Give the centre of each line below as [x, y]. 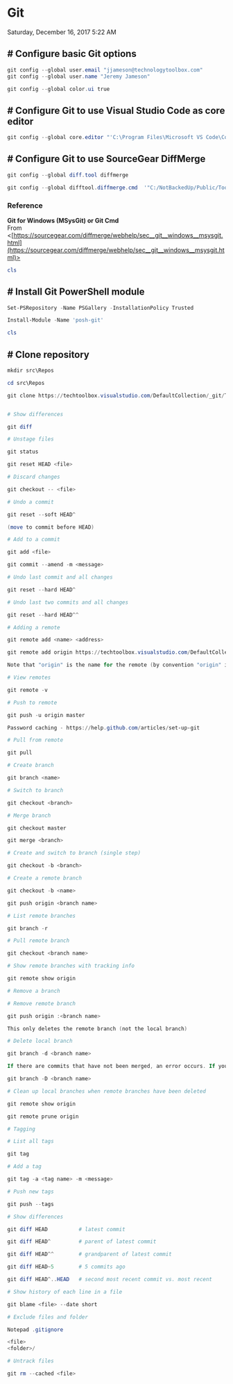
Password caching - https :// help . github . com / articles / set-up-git [103, 727]
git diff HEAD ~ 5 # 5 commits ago [67, 1267]
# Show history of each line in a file [65, 1292]
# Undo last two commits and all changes [68, 602]
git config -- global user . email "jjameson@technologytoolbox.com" [105, 70]
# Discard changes [34, 477]
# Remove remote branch [42, 1003]
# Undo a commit [31, 502]
